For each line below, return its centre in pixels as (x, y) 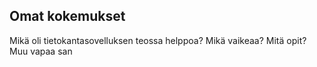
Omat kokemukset (67, 16)
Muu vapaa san (41, 51)
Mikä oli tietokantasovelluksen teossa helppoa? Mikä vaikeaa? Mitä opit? (158, 40)
